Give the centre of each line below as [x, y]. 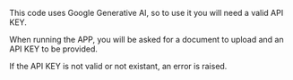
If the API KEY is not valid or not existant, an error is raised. [118, 66]
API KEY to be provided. [54, 49]
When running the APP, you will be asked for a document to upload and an [146, 40]
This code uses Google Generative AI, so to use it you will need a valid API [146, 13]
